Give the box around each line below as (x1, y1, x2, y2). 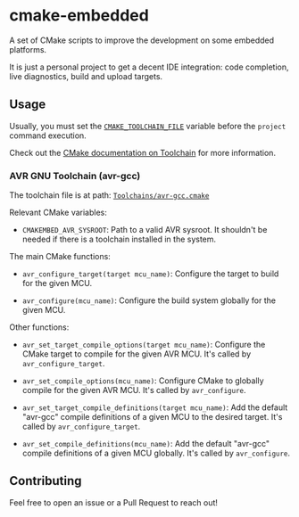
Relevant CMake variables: (9, 207, 107, 218)
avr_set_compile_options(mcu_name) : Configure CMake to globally (21, 375, 265, 386)
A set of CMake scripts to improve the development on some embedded (9, 35, 275, 45)
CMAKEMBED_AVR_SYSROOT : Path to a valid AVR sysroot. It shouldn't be (21, 225, 268, 235)
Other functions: (9, 322, 70, 332)
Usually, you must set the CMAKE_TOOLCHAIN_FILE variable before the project (9, 120, 287, 131)
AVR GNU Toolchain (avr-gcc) (9, 169, 141, 182)
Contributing (9, 473, 82, 488)
